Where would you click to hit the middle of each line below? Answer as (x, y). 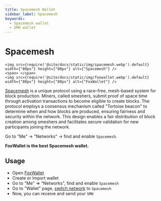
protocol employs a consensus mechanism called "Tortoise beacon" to (76, 106)
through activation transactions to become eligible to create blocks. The (77, 101)
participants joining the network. (38, 127)
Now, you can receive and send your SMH (53, 193)
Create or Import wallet (35, 178)
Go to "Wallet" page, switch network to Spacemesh (62, 188)
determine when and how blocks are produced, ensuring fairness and (75, 111)
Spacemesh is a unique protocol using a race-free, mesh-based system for (80, 91)
